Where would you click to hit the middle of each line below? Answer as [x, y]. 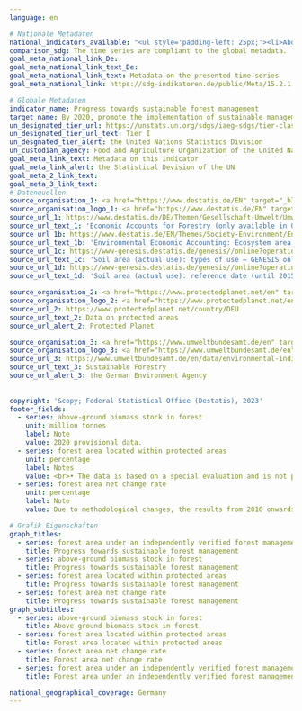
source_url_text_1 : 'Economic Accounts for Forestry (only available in [148, 226]
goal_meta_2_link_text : [54, 175]
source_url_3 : [36, 359]
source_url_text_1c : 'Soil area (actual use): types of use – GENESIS [144, 259]
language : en [34, 18]
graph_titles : [36, 534]
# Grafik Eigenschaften [54, 526]
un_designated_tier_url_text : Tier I [80, 134]
